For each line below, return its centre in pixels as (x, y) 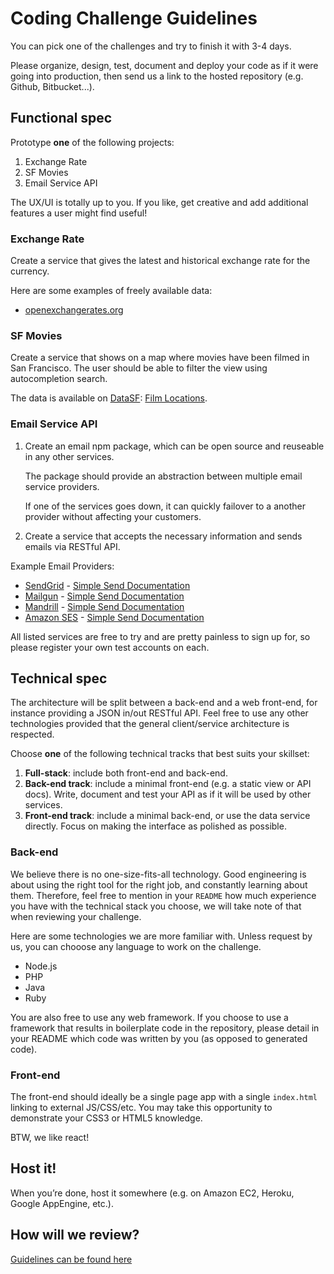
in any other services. (69, 456)
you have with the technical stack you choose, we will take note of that (156, 906)
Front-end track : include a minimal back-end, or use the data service (167, 816)
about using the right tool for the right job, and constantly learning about (159, 884)
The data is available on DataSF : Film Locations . (109, 398)
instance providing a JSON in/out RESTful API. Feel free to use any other (159, 713)
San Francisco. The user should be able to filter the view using (139, 368)
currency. (30, 271)
